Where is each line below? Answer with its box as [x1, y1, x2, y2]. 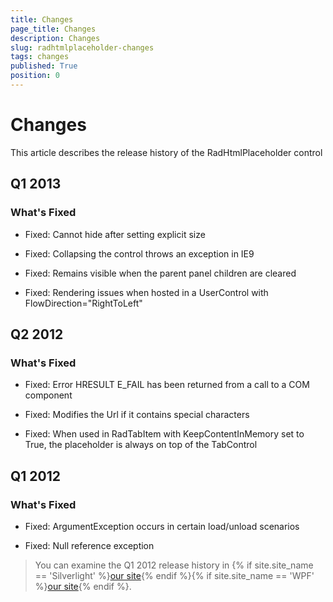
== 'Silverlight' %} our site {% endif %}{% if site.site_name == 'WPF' [34, 569, 315, 581]
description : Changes [10, 33, 101, 43]
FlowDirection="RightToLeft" [24, 297, 143, 309]
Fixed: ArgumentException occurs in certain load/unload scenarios [24, 520, 300, 532]
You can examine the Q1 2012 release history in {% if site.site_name [34, 559, 314, 571]
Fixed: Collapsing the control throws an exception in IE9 [24, 247, 255, 260]
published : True [10, 61, 78, 71]
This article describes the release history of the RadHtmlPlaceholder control [10, 146, 323, 158]
